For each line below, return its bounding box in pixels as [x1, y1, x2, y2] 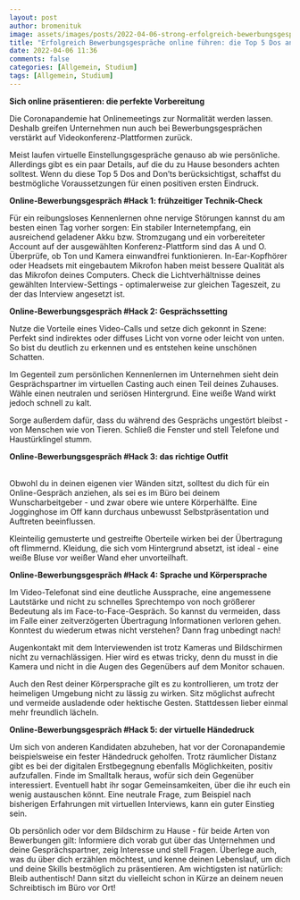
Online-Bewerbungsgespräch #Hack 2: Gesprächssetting [9, 306, 228, 316]
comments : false [9, 55, 70, 63]
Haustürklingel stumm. [9, 433, 92, 444]
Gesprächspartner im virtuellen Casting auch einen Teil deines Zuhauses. [9, 378, 279, 389]
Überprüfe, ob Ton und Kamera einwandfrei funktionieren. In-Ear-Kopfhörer [9, 250, 287, 261]
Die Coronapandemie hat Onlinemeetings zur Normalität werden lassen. [9, 113, 274, 123]
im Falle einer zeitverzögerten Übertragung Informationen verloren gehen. [9, 615, 282, 626]
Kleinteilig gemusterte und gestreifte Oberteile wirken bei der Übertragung [9, 533, 283, 543]
